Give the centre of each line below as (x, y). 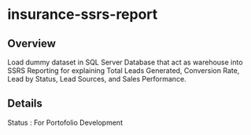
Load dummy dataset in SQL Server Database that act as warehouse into (125, 62)
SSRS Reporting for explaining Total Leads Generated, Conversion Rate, (124, 71)
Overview (32, 44)
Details (25, 104)
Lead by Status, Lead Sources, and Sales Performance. (97, 79)
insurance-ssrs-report (83, 15)
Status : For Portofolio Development (65, 122)
